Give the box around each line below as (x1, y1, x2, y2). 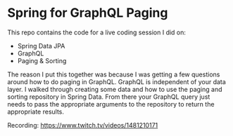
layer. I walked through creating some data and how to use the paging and (7, 85, 222, 93)
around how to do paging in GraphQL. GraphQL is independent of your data (7, 77, 227, 86)
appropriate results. (7, 107, 65, 116)
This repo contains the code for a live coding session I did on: (7, 28, 187, 36)
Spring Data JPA (17, 41, 65, 50)
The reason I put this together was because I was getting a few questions (7, 70, 220, 79)
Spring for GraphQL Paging (7, 5, 168, 21)
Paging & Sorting (17, 56, 67, 64)
